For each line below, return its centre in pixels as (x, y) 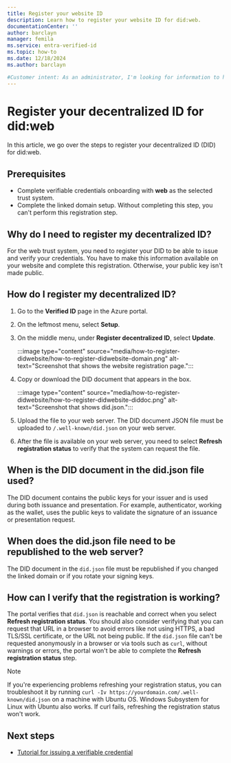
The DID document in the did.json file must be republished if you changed (113, 569)
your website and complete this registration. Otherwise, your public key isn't (115, 265)
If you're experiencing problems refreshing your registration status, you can (114, 685)
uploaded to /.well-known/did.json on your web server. (96, 427)
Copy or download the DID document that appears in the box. (104, 379)
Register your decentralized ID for (106, 111)
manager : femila (30, 39)
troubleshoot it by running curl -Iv (57, 692)
